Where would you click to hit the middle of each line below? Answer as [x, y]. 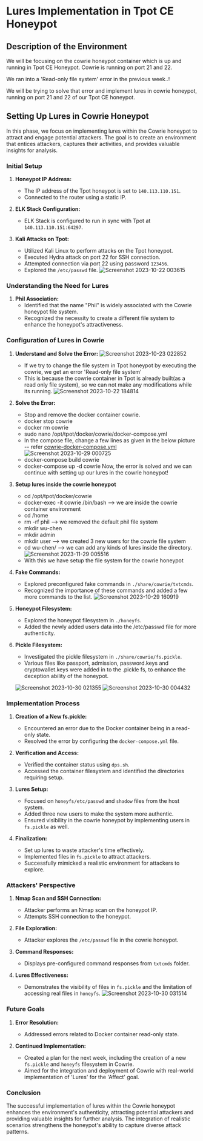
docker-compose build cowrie [62, 459]
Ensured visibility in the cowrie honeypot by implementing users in [107, 820]
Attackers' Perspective [41, 885]
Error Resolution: [37, 1022]
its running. [38, 391]
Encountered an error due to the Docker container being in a [99, 728]
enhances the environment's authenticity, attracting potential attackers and [100, 1112]
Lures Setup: [32, 789]
